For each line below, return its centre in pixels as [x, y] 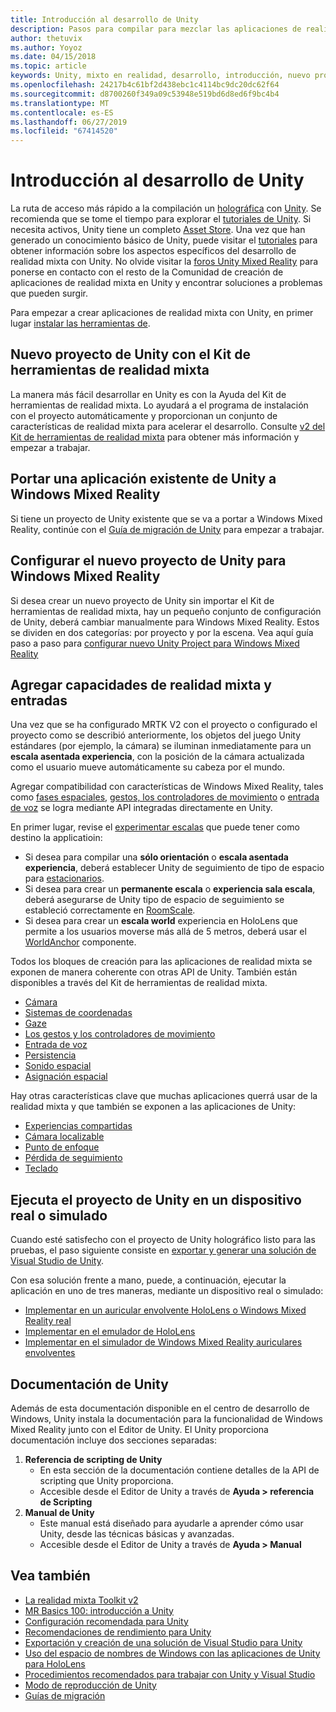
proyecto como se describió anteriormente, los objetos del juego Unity [156, 735]
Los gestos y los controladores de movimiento [120, 1034]
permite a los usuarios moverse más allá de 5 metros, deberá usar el [165, 932]
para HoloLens [55, 1663]
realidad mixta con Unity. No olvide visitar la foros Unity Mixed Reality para [164, 262]
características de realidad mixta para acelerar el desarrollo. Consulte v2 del [168, 426]
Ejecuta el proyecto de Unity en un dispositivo [156, 1199]
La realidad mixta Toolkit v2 [81, 1600]
